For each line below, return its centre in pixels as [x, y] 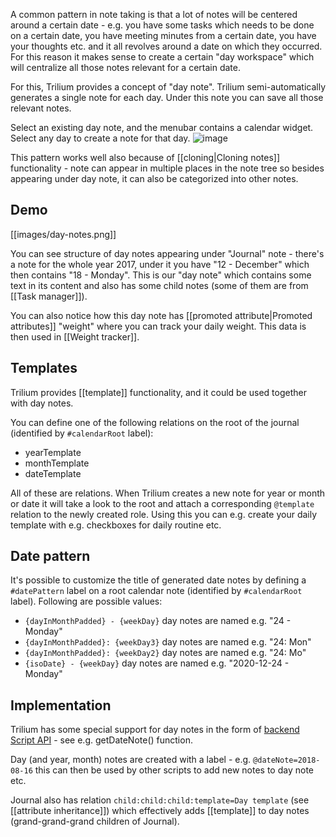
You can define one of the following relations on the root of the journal [155, 422]
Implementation [61, 705]
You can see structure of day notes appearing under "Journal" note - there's [167, 253]
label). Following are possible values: [86, 601]
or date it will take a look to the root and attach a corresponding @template [162, 503]
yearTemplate [53, 452]
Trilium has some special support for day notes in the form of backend [155, 730]
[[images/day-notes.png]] [63, 234]
